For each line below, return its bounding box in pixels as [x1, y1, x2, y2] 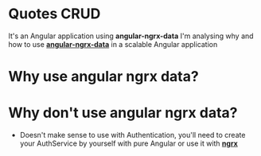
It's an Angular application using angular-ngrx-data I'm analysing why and [8, 31, 254, 41]
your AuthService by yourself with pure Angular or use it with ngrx [19, 138, 239, 148]
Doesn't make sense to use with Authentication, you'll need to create [19, 131, 246, 140]
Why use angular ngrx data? [8, 68, 199, 86]
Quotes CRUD [8, 5, 101, 23]
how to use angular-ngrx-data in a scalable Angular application [8, 39, 218, 49]
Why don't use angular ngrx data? [8, 104, 238, 122]
